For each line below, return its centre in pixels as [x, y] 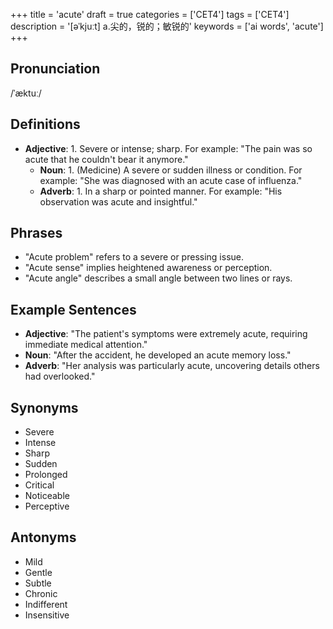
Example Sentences [73, 309]
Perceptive [47, 506]
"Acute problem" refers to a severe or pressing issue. [134, 257]
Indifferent [46, 604]
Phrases [36, 233]
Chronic [41, 593]
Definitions [45, 124]
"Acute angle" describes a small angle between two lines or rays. [158, 278]
